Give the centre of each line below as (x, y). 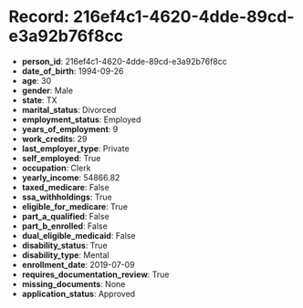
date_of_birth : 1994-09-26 (73, 71)
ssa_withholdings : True (67, 197)
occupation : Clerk (56, 168)
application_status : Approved (78, 293)
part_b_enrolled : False (65, 226)
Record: (39, 17)
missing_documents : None (73, 283)
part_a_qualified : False (66, 216)
